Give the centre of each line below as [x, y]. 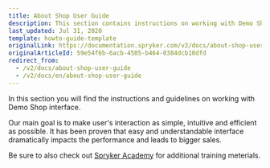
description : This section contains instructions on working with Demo [131, 23]
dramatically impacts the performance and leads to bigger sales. [115, 139]
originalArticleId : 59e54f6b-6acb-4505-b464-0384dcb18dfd [107, 53]
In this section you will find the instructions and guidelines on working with [132, 98]
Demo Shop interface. [45, 107]
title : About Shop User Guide [59, 16]
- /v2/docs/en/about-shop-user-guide [79, 76]
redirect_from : [34, 61]
